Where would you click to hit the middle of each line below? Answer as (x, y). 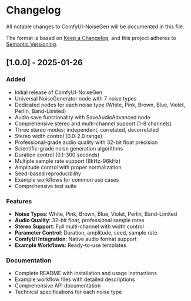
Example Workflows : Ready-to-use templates (70, 245)
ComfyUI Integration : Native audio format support (76, 239)
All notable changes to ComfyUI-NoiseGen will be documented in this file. (95, 26)
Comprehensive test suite (46, 186)
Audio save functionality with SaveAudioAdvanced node (83, 117)
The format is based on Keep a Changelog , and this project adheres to (91, 38)
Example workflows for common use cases (67, 179)
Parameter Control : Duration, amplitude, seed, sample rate (86, 232)
